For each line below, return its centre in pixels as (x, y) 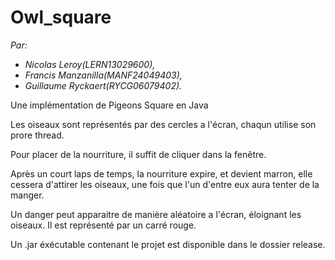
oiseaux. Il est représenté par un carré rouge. (103, 225)
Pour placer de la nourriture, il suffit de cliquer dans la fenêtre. (138, 154)
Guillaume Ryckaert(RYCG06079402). (103, 85)
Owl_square (61, 17)
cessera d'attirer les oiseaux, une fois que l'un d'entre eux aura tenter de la (165, 184)
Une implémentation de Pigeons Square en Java (109, 105)
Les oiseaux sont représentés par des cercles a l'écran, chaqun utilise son (163, 124)
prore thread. (37, 135)
